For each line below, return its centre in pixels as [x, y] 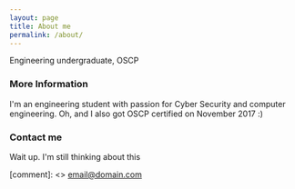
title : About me [40, 26]
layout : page [34, 18]
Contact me [36, 137]
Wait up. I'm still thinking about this [75, 156]
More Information [49, 85]
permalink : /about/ [46, 35]
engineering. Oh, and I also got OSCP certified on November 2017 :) [137, 114]
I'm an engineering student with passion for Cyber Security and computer [147, 104]
